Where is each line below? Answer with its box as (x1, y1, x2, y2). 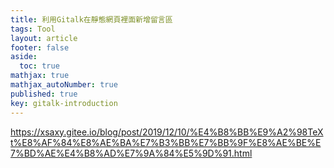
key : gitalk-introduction (10, 98, 118, 108)
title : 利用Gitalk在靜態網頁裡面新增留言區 (10, 14, 173, 25)
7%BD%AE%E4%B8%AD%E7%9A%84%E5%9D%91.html (10, 147, 253, 159)
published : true (10, 89, 78, 99)
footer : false (10, 42, 70, 53)
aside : (10, 52, 38, 62)
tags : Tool (10, 24, 56, 34)
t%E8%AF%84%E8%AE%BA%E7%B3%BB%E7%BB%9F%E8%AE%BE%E (10, 136, 322, 148)
